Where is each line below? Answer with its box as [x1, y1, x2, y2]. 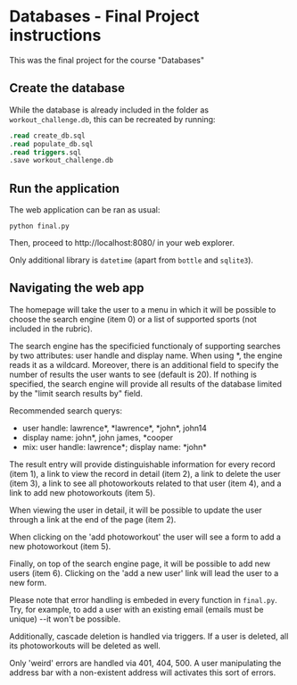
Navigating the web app [9, 280, 144, 296]
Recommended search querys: [9, 405, 123, 416]
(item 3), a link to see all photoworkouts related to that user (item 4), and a [9, 478, 282, 489]
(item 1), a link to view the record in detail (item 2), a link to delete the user [9, 468, 281, 479]
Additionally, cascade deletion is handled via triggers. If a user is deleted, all [9, 631, 289, 641]
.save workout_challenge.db [9, 156, 114, 165]
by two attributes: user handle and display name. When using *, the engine [9, 350, 283, 361]
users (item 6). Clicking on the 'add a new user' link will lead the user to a [9, 567, 279, 578]
